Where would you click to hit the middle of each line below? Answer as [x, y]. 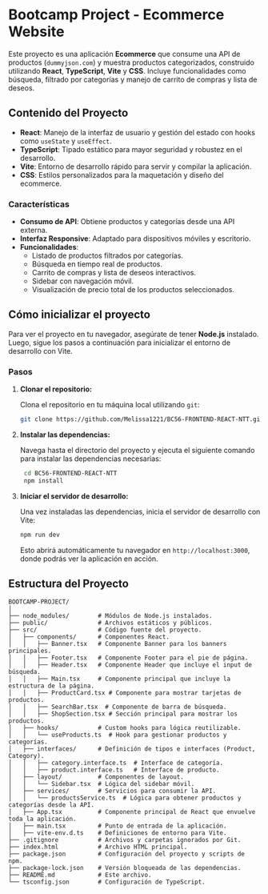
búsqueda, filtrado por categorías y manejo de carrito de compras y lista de [133, 79]
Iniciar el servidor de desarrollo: [74, 496]
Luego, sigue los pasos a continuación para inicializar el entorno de [119, 343]
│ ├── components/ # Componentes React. [89, 637]
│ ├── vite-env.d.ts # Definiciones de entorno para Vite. [118, 833]
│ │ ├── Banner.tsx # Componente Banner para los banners [118, 644]
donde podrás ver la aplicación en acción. [89, 559]
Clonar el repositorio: [56, 389]
